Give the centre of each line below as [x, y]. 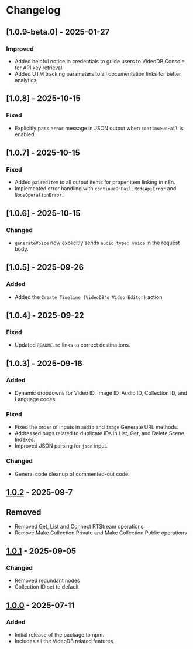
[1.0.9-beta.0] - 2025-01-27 [58, 32]
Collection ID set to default [46, 587]
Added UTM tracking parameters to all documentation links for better [98, 73]
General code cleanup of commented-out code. [72, 474]
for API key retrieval [38, 68]
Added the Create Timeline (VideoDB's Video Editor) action [88, 297]
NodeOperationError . [39, 195]
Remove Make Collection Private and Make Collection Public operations [101, 533]
